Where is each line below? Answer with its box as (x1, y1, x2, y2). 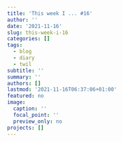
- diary (13, 55, 35, 61)
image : (7, 99, 26, 106)
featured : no (7, 93, 44, 100)
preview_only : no (13, 117, 63, 125)
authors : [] (7, 80, 41, 87)
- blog (13, 48, 32, 55)
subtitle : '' (7, 67, 44, 74)
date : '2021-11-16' (7, 23, 63, 29)
